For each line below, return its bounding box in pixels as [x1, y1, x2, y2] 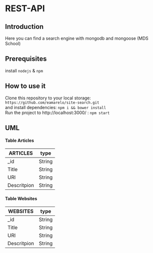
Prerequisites [5, 55, 47, 63]
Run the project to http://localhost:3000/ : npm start [5, 110, 110, 115]
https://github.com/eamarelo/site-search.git [5, 100, 99, 105]
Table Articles [5, 138, 34, 143]
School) [5, 41, 21, 46]
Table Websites [5, 195, 38, 201]
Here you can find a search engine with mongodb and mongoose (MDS [5, 35, 149, 41]
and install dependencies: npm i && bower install [5, 104, 107, 110]
